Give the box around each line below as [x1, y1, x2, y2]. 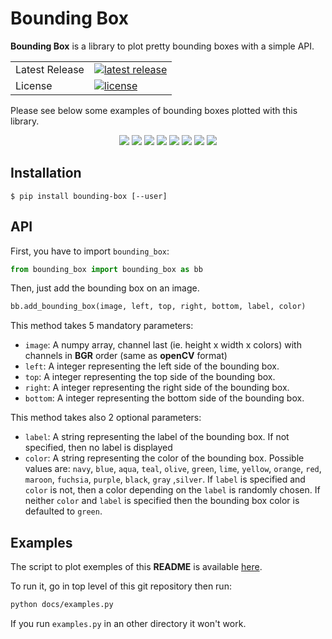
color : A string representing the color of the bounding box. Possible [24, 452, 305, 464]
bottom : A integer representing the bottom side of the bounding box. [24, 392, 305, 404]
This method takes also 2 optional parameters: [10, 412, 202, 424]
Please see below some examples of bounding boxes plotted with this [10, 104, 298, 116]
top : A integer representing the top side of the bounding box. [24, 371, 276, 383]
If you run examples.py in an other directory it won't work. [10, 618, 247, 629]
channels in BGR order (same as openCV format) [24, 350, 228, 362]
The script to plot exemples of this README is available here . [10, 561, 263, 573]
